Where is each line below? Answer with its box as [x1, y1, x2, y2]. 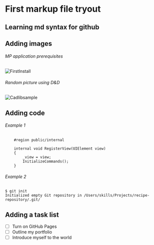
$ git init [5, 189, 27, 194]
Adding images [5, 39, 52, 47]
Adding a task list [5, 210, 59, 219]
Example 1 [5, 122, 26, 128]
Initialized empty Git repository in [5, 193, 82, 198]
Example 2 [5, 174, 27, 179]
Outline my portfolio [12, 229, 52, 235]
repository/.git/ [5, 197, 41, 202]
